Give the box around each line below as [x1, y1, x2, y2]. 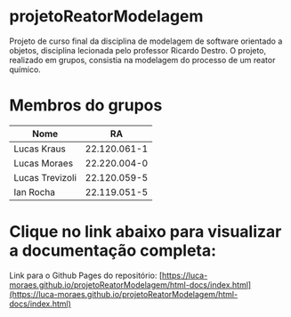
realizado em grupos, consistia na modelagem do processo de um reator [9, 54, 276, 65]
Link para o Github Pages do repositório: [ [9, 270, 163, 280]
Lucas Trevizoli [13, 171, 77, 183]
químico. [9, 64, 42, 75]
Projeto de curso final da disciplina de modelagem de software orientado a [9, 36, 283, 46]
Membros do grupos [9, 95, 163, 116]
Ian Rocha [13, 185, 56, 198]
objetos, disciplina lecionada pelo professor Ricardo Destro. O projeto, [9, 45, 267, 55]
